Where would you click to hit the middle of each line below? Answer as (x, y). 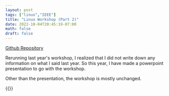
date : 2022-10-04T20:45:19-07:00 (41, 24)
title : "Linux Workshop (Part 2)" (42, 19)
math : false (18, 29)
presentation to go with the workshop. (46, 69)
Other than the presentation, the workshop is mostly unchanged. (73, 78)
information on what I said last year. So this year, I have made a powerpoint (84, 63)
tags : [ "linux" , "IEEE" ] (31, 15)
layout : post (19, 10)
